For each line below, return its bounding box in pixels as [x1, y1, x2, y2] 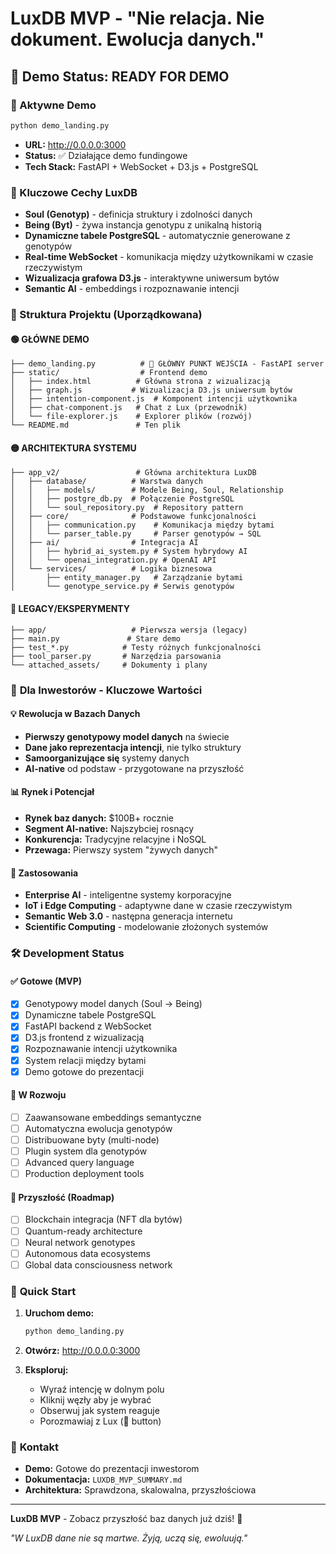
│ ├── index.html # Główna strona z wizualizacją [10, 377, 271, 387]
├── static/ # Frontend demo [10, 368, 208, 378]
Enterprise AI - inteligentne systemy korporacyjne [24, 889, 232, 901]
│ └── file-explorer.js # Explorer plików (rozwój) [10, 412, 253, 422]
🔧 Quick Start [10, 1284, 77, 1298]
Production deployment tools [24, 1168, 145, 1180]
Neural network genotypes [24, 1236, 136, 1248]
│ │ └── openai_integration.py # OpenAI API [10, 555, 217, 566]
